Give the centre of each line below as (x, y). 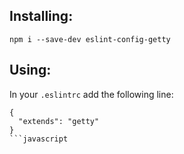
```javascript (39, 139)
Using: (30, 70)
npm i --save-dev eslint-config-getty (90, 39)
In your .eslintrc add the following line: (91, 94)
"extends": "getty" (59, 121)
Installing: (41, 16)
